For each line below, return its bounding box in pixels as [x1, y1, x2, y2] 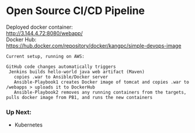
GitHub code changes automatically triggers [6, 63, 116, 70]
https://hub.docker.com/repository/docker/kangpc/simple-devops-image [6, 42, 182, 49]
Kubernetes [14, 121, 43, 128]
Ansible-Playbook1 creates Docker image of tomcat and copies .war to [13, 79, 190, 85]
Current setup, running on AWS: [6, 53, 85, 59]
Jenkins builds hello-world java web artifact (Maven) [8, 69, 145, 74]
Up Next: [6, 108, 32, 116]
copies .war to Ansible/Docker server [13, 74, 109, 80]
